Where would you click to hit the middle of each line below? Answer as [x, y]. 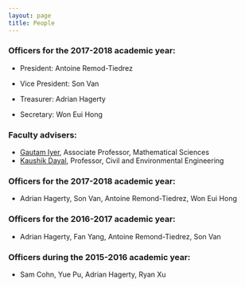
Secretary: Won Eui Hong [61, 114]
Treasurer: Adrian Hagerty [62, 99]
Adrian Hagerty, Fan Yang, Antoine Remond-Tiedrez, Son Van [120, 236]
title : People [32, 23]
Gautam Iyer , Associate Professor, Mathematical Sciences [114, 153]
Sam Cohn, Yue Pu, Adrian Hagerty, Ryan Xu [93, 274]
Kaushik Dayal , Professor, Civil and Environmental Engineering [122, 161]
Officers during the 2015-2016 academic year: [99, 257]
